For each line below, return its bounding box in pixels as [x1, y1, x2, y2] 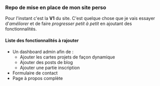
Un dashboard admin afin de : [12, 48, 74, 54]
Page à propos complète [12, 75, 63, 81]
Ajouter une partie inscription [19, 64, 80, 70]
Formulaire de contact [12, 69, 58, 76]
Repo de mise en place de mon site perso [5, 4, 106, 11]
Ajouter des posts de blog [19, 59, 73, 65]
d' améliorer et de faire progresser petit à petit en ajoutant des [5, 20, 132, 26]
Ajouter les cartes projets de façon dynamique [19, 54, 116, 60]
